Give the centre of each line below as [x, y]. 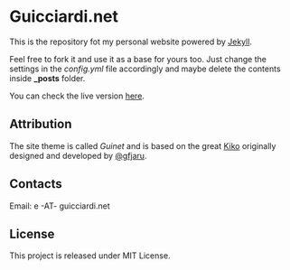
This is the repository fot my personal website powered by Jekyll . [131, 42]
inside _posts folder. [47, 78]
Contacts [36, 184]
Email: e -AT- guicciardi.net [60, 206]
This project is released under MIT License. [90, 256]
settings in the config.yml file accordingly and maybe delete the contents [145, 69]
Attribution [41, 124]
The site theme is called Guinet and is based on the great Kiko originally [143, 145]
